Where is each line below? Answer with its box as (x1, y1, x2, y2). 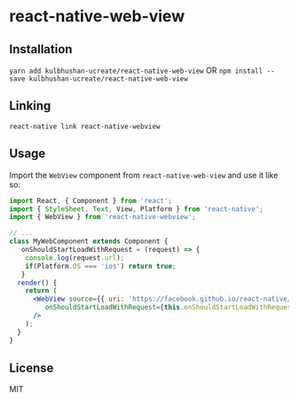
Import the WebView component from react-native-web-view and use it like (9, 169, 278, 180)
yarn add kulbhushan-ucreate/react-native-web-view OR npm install (9, 65, 263, 75)
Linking (9, 98, 51, 114)
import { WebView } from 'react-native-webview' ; (9, 213, 197, 222)
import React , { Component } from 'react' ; (9, 196, 173, 205)
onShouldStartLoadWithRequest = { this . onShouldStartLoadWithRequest (44, 303, 295, 312)
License (9, 360, 54, 375)
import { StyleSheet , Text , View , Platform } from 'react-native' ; (9, 204, 264, 214)
